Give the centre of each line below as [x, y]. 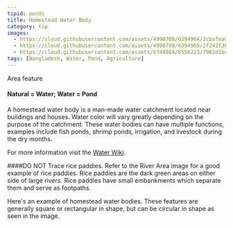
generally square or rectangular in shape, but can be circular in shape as [111, 208]
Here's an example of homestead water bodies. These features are [103, 201]
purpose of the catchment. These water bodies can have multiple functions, [115, 124]
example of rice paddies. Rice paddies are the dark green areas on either [112, 173]
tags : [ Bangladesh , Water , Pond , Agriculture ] [76, 59]
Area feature [25, 78]
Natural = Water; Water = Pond [52, 94]
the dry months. [30, 138]
